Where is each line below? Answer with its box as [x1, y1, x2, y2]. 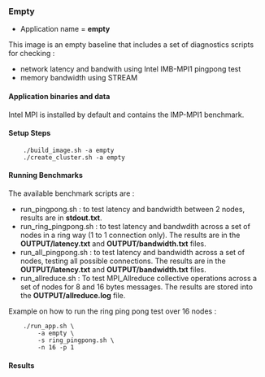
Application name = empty [20, 24, 111, 34]
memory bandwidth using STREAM [20, 73, 138, 83]
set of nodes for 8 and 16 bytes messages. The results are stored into [20, 282, 254, 292]
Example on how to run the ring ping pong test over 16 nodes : [8, 306, 217, 316]
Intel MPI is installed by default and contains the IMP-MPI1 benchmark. [8, 110, 245, 119]
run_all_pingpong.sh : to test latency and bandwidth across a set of [20, 247, 245, 257]
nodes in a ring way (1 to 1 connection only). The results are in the [20, 230, 241, 240]
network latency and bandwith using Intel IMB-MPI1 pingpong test [20, 64, 241, 74]
